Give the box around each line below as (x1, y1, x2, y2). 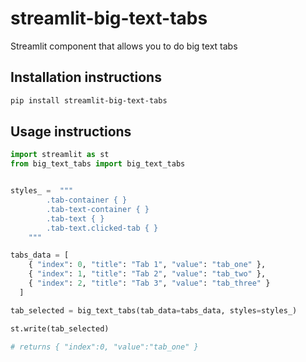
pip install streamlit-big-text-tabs (10, 95, 168, 106)
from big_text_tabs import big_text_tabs (10, 159, 186, 169)
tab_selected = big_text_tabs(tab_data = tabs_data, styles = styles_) (10, 305, 298, 316)
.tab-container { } (46, 195, 128, 206)
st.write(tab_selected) (10, 323, 110, 334)
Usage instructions (10, 123, 132, 141)
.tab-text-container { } (46, 204, 150, 214)
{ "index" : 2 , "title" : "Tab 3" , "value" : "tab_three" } (28, 278, 271, 289)
